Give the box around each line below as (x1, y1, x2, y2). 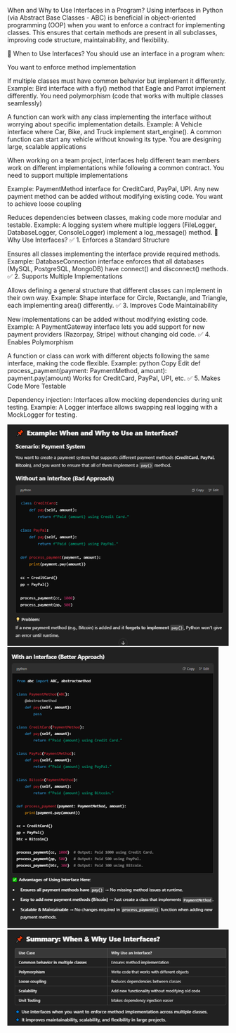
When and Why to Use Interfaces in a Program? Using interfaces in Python (7, 6, 223, 14)
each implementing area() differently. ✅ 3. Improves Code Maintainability (7, 301, 218, 309)
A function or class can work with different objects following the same (7, 351, 210, 360)
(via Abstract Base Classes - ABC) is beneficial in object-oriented (7, 13, 197, 22)
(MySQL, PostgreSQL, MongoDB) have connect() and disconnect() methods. (7, 265, 229, 273)
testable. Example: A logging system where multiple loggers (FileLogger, (7, 221, 217, 229)
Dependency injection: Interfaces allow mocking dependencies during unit (7, 396, 223, 403)
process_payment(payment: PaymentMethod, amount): (7, 367, 167, 375)
